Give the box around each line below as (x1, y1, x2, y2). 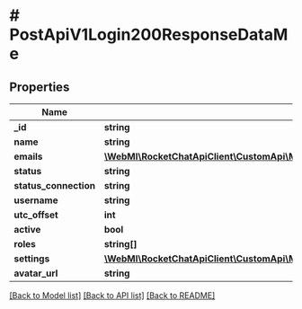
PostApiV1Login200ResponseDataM (9, 24, 289, 45)
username (13, 194, 58, 207)
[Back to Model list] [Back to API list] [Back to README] (9, 290, 216, 301)
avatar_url (13, 267, 58, 279)
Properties (9, 79, 70, 94)
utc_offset (13, 208, 58, 221)
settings (13, 252, 50, 265)
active (13, 224, 41, 235)
